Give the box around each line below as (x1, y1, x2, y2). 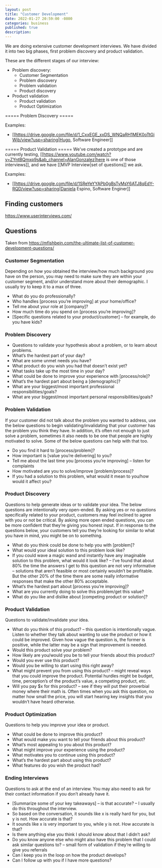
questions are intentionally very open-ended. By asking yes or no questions (5, 507, 156, 513)
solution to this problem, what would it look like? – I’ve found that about (12, 557, 154, 563)
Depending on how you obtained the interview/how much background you (5, 268, 154, 274)
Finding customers (5, 200, 63, 208)
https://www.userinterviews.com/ (5, 213, 72, 219)
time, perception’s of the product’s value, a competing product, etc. (12, 678, 147, 684)
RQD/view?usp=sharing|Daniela (12, 186, 76, 191)
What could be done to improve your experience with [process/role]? (12, 373, 150, 379)
